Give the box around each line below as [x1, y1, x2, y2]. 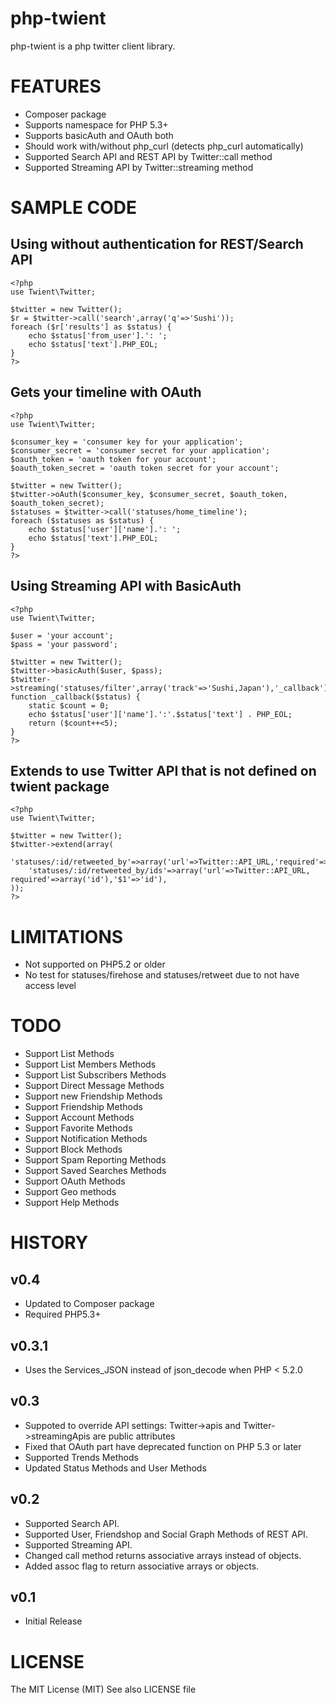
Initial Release [24, 1615, 83, 1627]
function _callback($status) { [10, 692, 141, 702]
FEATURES [10, 75, 102, 98]
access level [24, 980, 77, 992]
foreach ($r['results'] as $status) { [10, 322, 172, 332]
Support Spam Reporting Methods [24, 1154, 167, 1166]
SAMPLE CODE [10, 197, 138, 219]
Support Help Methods [24, 1197, 120, 1209]
